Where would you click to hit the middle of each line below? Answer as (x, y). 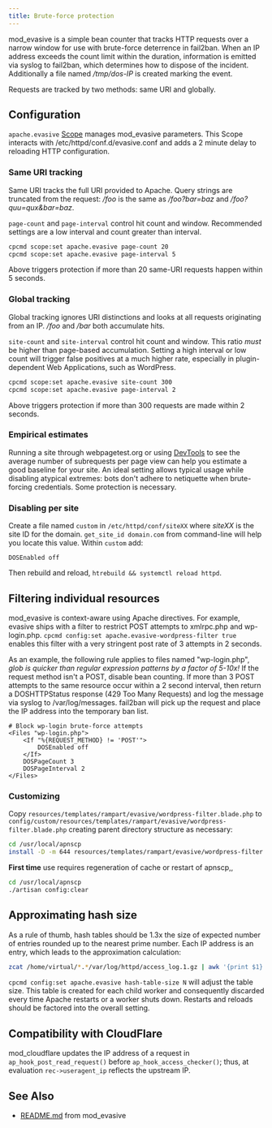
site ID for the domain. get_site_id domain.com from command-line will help (135, 534)
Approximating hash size (73, 915)
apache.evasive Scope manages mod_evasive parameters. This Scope (126, 134)
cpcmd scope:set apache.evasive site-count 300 (91, 382)
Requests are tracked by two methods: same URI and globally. (112, 89)
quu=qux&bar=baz (41, 207)
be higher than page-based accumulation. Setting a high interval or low (127, 350)
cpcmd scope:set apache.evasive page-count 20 (89, 247)
